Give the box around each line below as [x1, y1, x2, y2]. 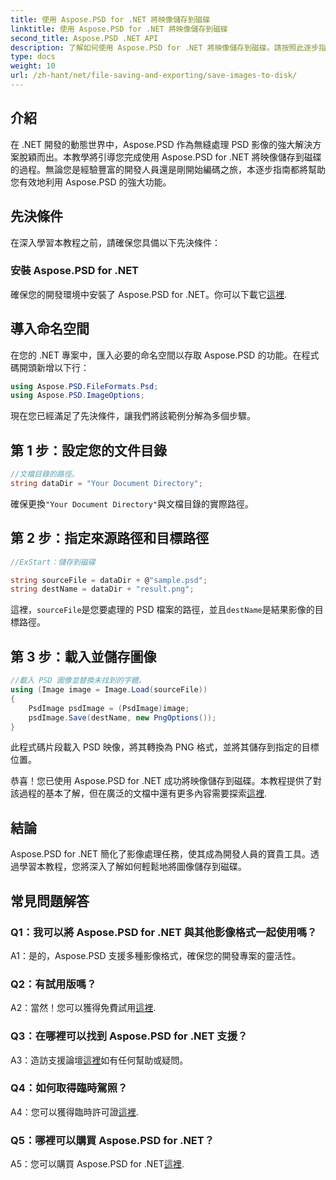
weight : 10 [10, 61, 56, 71]
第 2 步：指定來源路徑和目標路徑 [10, 530, 210, 547]
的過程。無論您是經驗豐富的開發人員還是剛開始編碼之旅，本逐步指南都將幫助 [10, 163, 326, 175]
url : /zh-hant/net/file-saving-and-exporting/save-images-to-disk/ [10, 71, 298, 81]
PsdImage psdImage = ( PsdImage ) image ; [28, 703, 190, 713]
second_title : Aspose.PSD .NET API [10, 33, 159, 43]
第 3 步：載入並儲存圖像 [10, 648, 157, 665]
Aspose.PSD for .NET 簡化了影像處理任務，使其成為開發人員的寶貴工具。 [10, 848, 311, 860]
